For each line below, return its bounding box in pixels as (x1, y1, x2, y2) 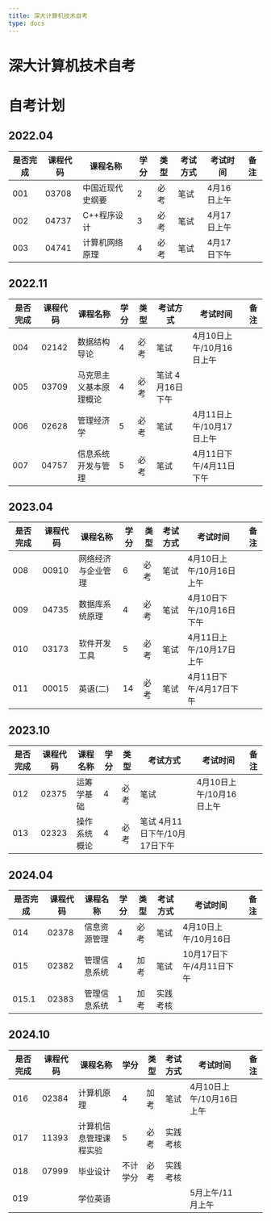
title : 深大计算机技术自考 (8, 11, 89, 20)
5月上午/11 (189, 1187, 233, 1198)
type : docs (8, 19, 45, 27)
